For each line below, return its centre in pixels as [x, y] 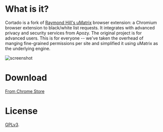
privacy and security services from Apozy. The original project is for [73, 33]
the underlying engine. [28, 48]
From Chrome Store [25, 91]
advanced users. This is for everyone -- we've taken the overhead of [74, 38]
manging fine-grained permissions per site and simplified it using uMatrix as [82, 43]
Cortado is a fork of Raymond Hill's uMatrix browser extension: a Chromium [81, 22]
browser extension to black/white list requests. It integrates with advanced [80, 27]
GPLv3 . [12, 124]
